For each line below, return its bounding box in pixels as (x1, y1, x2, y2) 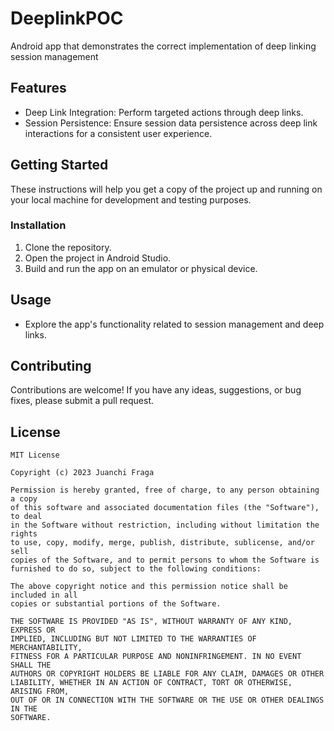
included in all (10, 590, 78, 601)
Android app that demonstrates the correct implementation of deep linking (10, 40, 317, 52)
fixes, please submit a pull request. (10, 395, 155, 407)
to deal (10, 512, 43, 522)
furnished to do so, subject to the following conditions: (10, 564, 262, 574)
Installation (10, 218, 67, 232)
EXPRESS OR (10, 625, 56, 636)
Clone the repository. (24, 241, 112, 253)
